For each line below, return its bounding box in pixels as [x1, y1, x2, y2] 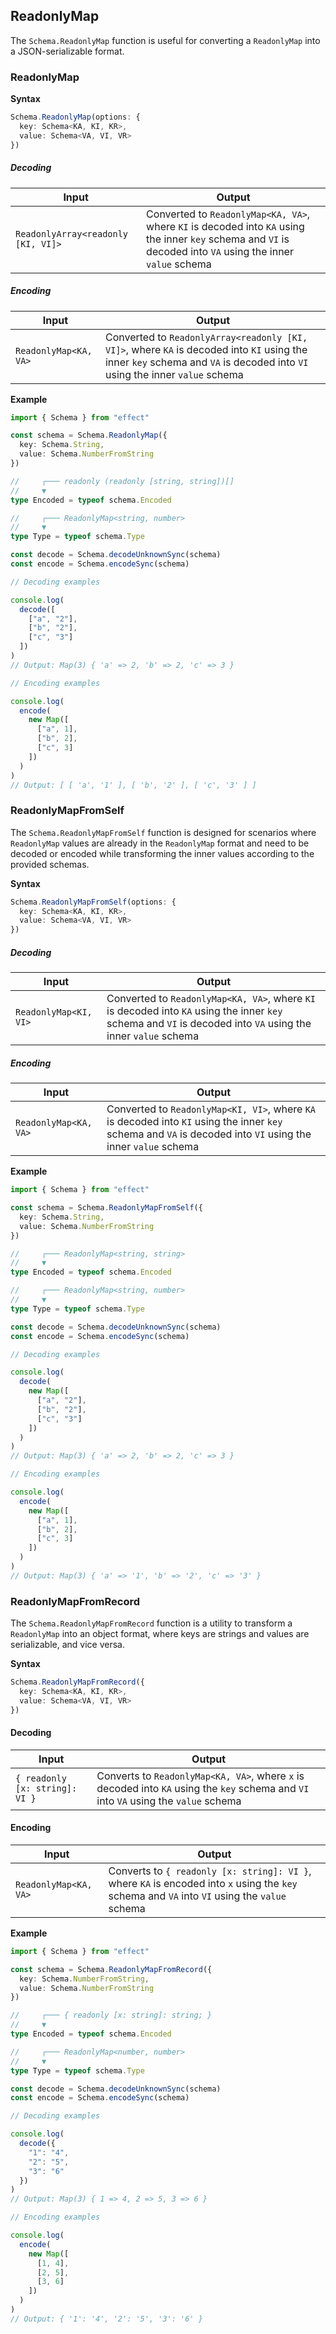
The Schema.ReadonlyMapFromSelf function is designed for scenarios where [10, 826, 317, 838]
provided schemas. [10, 858, 90, 870]
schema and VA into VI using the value [108, 1889, 287, 1903]
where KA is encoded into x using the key [108, 1876, 298, 1890]
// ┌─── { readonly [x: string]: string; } [10, 2010, 213, 2021]
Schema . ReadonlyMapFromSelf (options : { [10, 897, 177, 907]
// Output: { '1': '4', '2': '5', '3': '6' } [10, 2314, 203, 2324]
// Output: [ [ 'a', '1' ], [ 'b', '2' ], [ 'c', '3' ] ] [10, 780, 257, 790]
